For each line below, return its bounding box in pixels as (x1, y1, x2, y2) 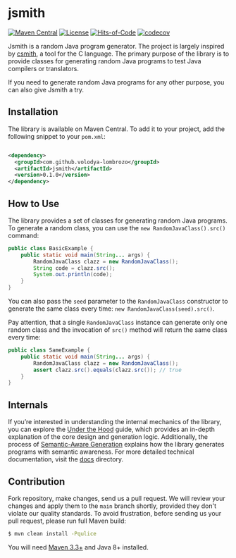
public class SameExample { (8, 347, 91, 354)
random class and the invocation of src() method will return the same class (8, 325, 228, 334)
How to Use (8, 197, 60, 209)
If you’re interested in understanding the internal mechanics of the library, (8, 418, 222, 426)
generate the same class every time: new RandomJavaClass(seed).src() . (8, 304, 215, 313)
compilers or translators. (8, 64, 80, 73)
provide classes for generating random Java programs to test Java (8, 56, 201, 65)
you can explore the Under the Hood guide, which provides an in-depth (8, 425, 216, 434)
